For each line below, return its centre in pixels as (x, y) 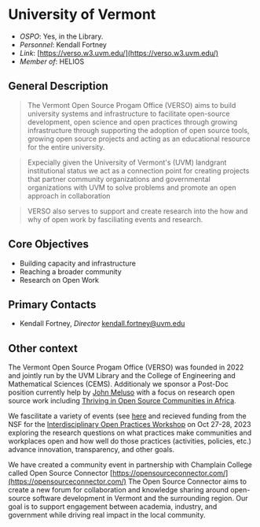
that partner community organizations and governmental (119, 179)
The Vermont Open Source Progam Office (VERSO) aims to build (132, 105)
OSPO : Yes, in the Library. (61, 36)
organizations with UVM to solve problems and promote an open (132, 187)
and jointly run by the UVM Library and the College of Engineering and (122, 376)
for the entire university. (66, 147)
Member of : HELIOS (52, 61)
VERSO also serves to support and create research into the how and (137, 211)
